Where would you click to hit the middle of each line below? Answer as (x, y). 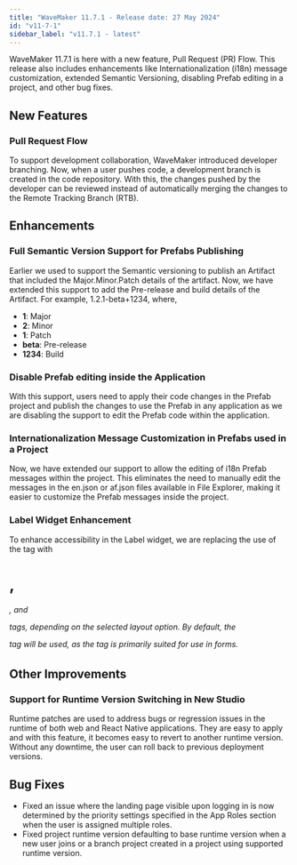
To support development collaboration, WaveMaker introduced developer (143, 160)
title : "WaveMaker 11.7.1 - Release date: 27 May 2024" (115, 17)
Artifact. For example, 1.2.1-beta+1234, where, (93, 299)
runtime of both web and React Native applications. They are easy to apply (146, 728)
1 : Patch (36, 335)
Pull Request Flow (48, 140)
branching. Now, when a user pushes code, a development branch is (135, 170)
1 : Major (36, 316)
